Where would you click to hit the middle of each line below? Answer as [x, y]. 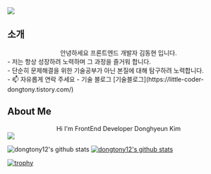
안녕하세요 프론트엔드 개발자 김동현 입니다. [119, 53]
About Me [29, 112]
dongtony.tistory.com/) [41, 89]
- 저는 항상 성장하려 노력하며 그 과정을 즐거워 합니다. [79, 61]
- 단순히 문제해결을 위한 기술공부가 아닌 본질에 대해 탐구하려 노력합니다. [106, 70]
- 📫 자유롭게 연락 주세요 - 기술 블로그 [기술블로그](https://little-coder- [106, 79]
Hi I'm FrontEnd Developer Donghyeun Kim [119, 128]
